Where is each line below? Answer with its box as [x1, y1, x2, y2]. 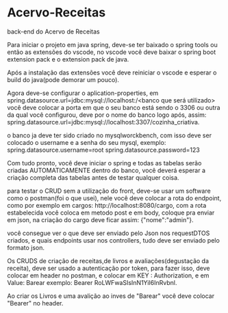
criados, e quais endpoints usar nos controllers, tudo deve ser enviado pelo [7, 236, 220, 244]
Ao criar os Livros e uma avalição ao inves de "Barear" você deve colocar [7, 292, 214, 300]
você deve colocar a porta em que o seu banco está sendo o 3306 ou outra [7, 103, 220, 111]
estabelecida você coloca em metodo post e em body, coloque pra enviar [7, 208, 215, 217]
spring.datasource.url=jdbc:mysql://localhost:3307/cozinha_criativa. [7, 118, 200, 126]
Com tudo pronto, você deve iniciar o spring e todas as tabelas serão [7, 159, 202, 167]
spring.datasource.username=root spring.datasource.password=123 [7, 146, 200, 154]
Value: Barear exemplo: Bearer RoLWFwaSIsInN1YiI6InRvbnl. [7, 278, 177, 286]
